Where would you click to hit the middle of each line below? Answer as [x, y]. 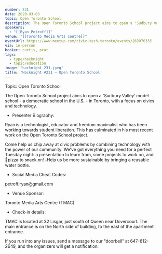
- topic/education [28, 63]
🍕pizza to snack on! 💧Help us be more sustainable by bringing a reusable [77, 160]
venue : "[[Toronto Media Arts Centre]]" [46, 37]
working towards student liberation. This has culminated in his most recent [79, 130]
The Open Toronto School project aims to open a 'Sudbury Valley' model [77, 95]
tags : [10, 54]
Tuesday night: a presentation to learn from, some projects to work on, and [79, 154]
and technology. [21, 106]
